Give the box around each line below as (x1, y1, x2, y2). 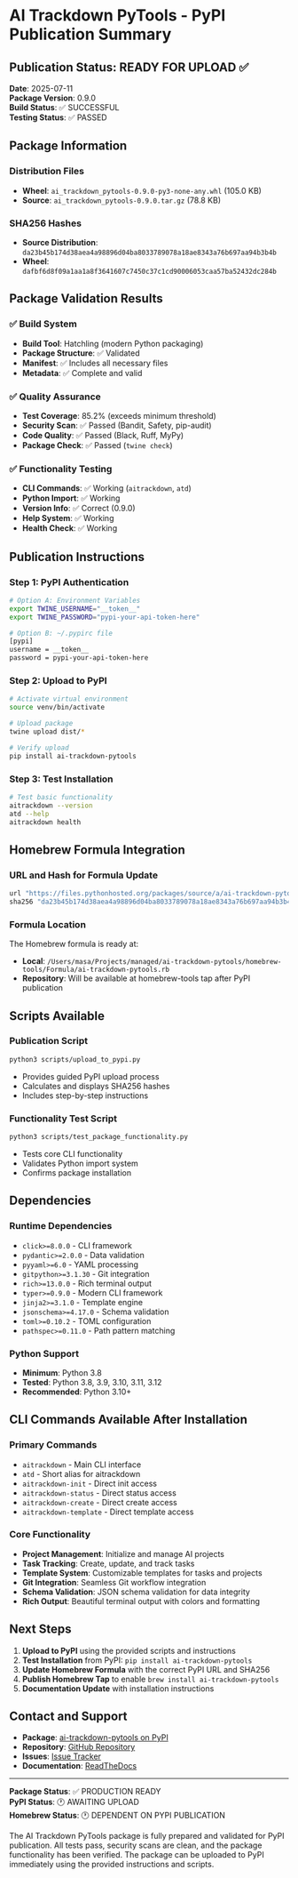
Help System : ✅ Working (21, 513, 114, 524)
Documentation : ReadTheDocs (21, 1761, 137, 1771)
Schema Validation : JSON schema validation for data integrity (21, 1586, 251, 1597)
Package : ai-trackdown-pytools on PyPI (21, 1732, 169, 1743)
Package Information (9, 139, 128, 154)
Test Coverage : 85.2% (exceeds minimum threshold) (21, 410, 217, 421)
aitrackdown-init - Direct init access (21, 1478, 158, 1489)
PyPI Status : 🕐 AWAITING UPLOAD (9, 1797, 140, 1808)
